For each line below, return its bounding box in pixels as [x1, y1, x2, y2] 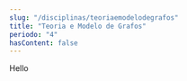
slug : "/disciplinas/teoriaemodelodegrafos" [9, 13, 179, 22]
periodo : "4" [9, 30, 58, 39]
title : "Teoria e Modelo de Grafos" [9, 22, 147, 31]
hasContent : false [9, 38, 78, 48]
